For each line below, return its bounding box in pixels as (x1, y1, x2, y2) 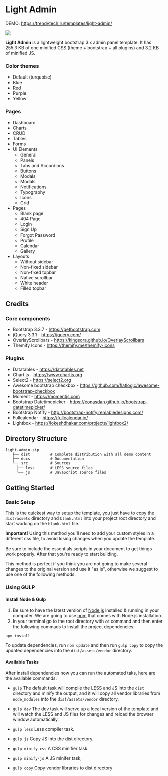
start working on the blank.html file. (5, 521, 80, 527)
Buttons (20, 168, 37, 174)
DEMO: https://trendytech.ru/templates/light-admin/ (5, 20, 112, 26)
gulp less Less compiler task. (12, 726, 74, 732)
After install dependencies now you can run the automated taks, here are (5, 670, 156, 676)
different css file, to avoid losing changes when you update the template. (5, 536, 155, 542)
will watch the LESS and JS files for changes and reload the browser (12, 711, 154, 717)
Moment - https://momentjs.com (12, 393, 80, 399)
